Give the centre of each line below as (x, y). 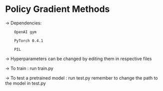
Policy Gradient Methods (58, 9)
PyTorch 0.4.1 (29, 41)
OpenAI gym (25, 32)
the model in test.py (26, 83)
